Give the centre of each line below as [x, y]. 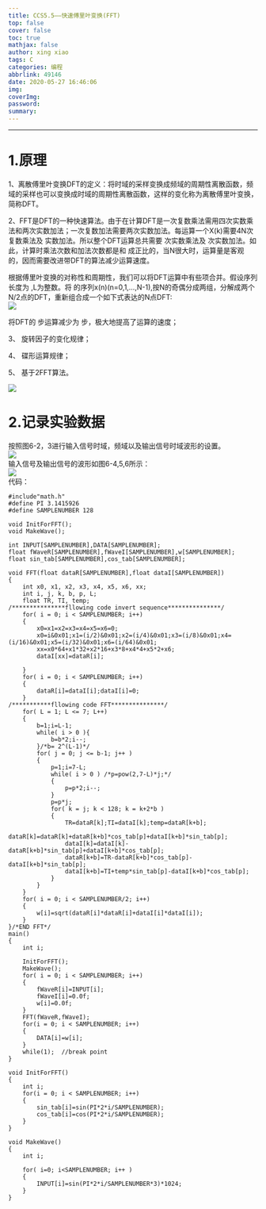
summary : [23, 112]
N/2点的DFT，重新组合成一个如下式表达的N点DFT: [90, 297]
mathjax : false [33, 45]
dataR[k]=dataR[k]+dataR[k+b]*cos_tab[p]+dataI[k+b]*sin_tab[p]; [118, 837]
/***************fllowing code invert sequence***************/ [116, 608]
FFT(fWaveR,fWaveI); [56, 1017]
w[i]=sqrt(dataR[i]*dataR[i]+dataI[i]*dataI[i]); [120, 913]
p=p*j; [61, 802]
